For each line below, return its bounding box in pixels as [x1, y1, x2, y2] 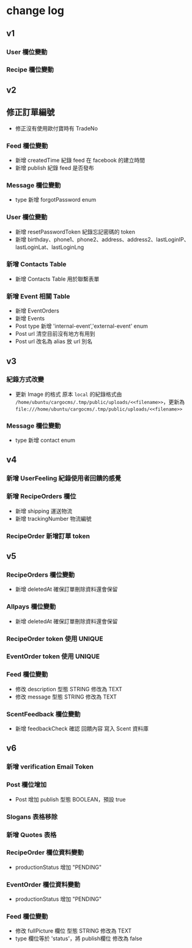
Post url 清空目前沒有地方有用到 [15, 330, 96, 338]
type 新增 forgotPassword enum [15, 196, 97, 203]
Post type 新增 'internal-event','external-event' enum [15, 322, 149, 330]
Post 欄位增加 [6, 781, 47, 789]
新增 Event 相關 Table [6, 292, 70, 300]
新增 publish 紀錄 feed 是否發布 [15, 164, 95, 172]
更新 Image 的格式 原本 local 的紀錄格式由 [15, 390, 122, 398]
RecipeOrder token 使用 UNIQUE [6, 634, 103, 643]
